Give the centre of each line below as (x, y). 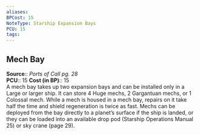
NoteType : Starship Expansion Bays (51, 23)
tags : (13, 35)
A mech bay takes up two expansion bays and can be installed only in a (95, 86)
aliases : (17, 12)
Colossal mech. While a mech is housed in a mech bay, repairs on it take (97, 99)
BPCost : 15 (20, 18)
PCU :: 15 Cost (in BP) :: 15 (38, 80)
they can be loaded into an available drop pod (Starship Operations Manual (100, 119)
